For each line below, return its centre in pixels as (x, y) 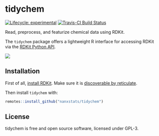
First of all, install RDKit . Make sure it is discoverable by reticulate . (71, 83)
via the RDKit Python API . (30, 46)
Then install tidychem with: (31, 92)
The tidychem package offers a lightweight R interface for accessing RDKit (80, 41)
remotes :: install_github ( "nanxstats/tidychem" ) (54, 101)
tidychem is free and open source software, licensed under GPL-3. (72, 129)
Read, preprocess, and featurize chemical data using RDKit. (65, 32)
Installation (22, 71)
